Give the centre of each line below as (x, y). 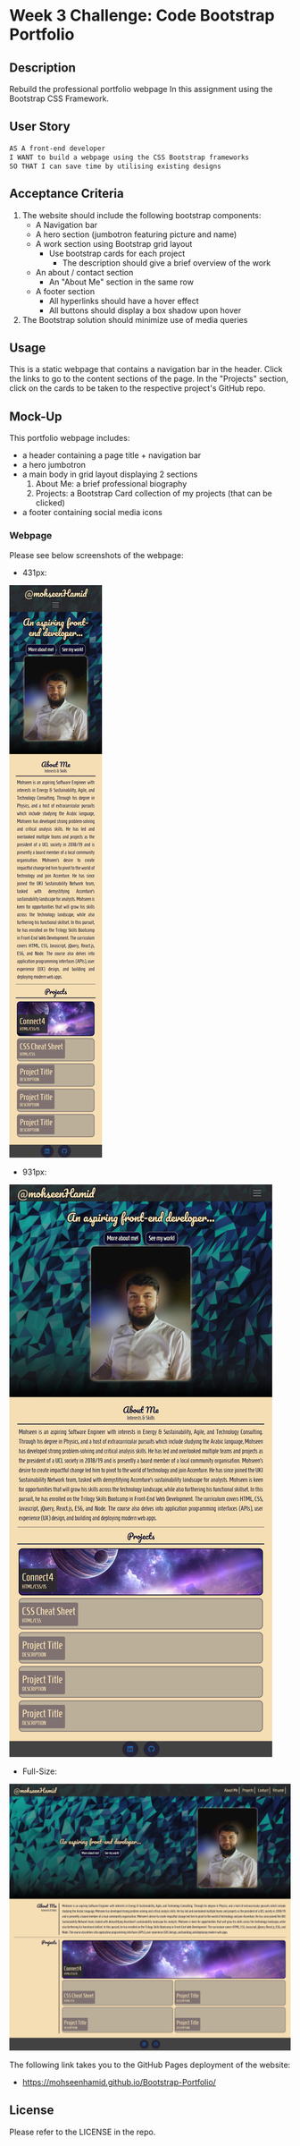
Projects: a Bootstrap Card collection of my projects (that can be (154, 494)
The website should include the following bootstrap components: (142, 215)
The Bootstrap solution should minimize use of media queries (135, 319)
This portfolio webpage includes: (70, 438)
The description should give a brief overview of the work (167, 263)
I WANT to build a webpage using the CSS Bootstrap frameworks (129, 157)
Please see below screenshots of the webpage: (96, 555)
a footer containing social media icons (92, 513)
